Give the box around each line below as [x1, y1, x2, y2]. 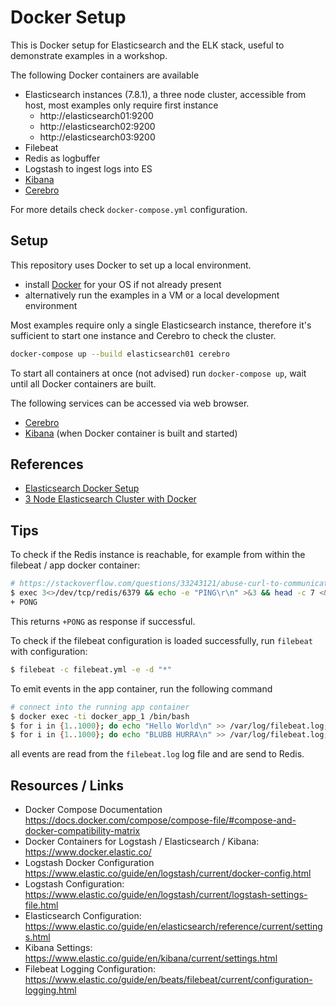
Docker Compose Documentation [24, 804, 163, 816]
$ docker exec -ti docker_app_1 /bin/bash [10, 711, 190, 721]
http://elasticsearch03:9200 [39, 131, 156, 143]
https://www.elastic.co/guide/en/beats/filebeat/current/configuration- [24, 974, 313, 986]
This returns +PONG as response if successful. [10, 615, 196, 627]
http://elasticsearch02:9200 [39, 120, 156, 132]
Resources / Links [10, 777, 125, 794]
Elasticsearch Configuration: [24, 910, 142, 922]
